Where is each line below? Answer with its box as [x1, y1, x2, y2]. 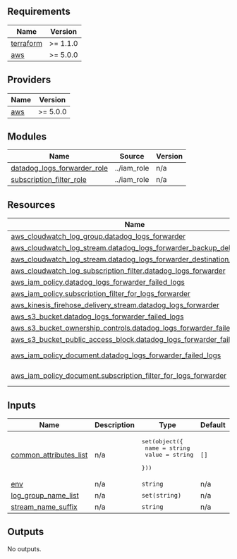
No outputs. [7, 544, 42, 553]
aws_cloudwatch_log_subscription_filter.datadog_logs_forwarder [11, 266, 226, 276]
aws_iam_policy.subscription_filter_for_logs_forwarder [11, 289, 190, 299]
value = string [145, 451, 194, 459]
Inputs [7, 399, 37, 411]
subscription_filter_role [11, 175, 87, 185]
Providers [7, 74, 51, 86]
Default [200, 420, 226, 430]
